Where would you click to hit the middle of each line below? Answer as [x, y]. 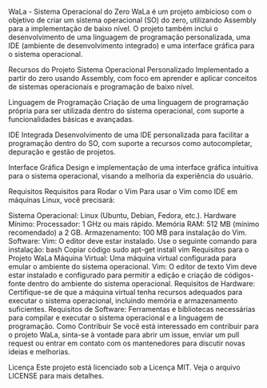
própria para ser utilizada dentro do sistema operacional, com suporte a [126, 111]
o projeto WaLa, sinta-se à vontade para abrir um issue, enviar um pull [124, 335]
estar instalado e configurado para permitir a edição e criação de [115, 275]
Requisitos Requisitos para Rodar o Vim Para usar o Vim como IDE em [123, 191]
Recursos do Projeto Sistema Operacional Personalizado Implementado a [129, 70]
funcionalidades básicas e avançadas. [71, 119]
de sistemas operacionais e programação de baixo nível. [101, 87]
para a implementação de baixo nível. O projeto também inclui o [113, 28]
